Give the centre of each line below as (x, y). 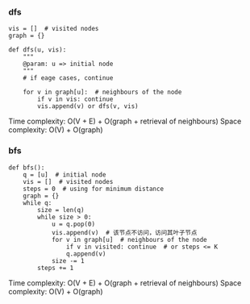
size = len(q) (61, 210)
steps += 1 (56, 268)
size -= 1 (68, 260)
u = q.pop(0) (73, 224)
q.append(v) (86, 254)
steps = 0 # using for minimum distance (93, 189)
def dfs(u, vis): (37, 50)
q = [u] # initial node (65, 175)
